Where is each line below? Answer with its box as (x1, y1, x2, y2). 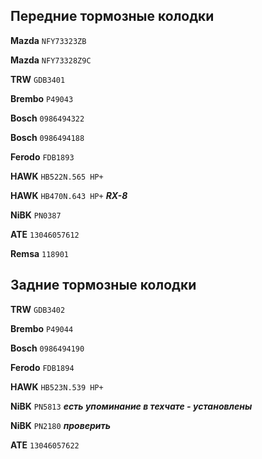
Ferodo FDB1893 (10, 150, 75, 163)
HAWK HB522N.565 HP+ (10, 170, 104, 182)
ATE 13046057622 (10, 439, 80, 451)
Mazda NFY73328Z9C (10, 54, 92, 66)
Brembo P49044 (10, 322, 74, 334)
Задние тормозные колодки (10, 277, 197, 294)
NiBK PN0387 (10, 209, 62, 221)
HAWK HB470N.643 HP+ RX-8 (10, 189, 128, 201)
